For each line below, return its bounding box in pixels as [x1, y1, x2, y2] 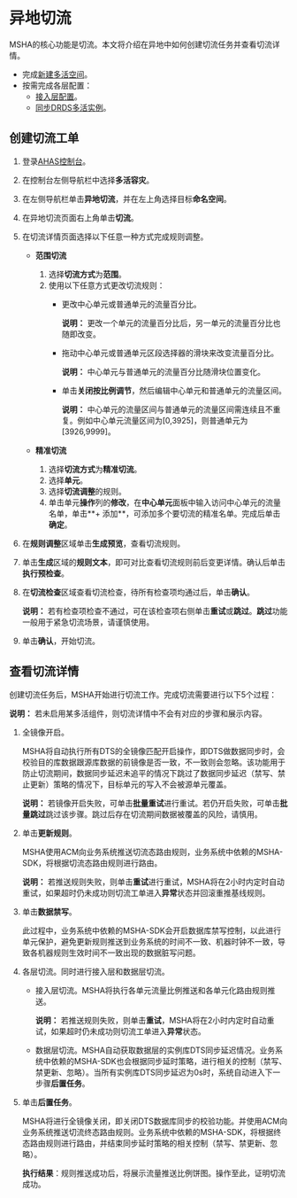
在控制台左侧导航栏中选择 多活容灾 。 [21, 175, 155, 185]
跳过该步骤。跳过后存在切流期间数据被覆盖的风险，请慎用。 [45, 808, 263, 820]
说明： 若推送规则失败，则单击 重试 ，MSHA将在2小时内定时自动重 [34, 1015, 275, 1025]
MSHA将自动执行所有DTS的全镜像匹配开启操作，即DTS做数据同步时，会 [21, 745, 286, 756]
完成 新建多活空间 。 [21, 68, 93, 80]
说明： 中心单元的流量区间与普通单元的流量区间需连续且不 [61, 404, 274, 415]
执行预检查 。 [21, 568, 69, 579]
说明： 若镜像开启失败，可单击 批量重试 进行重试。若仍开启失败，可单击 [21, 797, 280, 808]
